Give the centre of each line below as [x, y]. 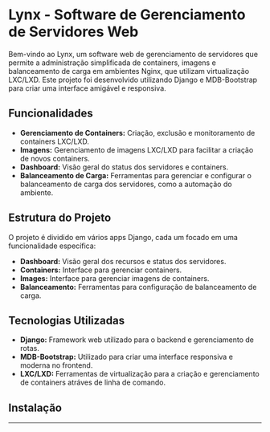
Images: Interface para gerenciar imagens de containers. [115, 278]
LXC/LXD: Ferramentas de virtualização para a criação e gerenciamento [139, 374]
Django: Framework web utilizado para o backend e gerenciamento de [137, 340]
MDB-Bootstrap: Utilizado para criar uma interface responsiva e [126, 357]
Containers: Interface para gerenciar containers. [101, 270]
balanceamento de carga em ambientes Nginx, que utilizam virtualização [129, 71]
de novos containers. [55, 158]
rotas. [30, 348]
